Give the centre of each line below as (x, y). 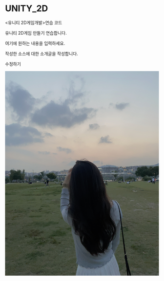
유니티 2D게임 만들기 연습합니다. (36, 33)
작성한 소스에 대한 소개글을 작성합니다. (41, 54)
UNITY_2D (27, 9)
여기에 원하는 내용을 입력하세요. (35, 43)
